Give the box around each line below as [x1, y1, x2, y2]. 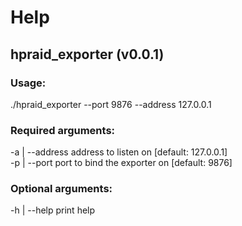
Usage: [10, 76, 47, 90]
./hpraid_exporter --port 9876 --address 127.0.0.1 [10, 98, 212, 110]
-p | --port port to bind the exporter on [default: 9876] [10, 157, 233, 169]
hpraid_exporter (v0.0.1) [10, 46, 165, 63]
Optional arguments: [10, 182, 113, 196]
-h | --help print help [10, 204, 96, 216]
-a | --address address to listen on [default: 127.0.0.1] [10, 146, 228, 158]
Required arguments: [10, 123, 116, 137]
